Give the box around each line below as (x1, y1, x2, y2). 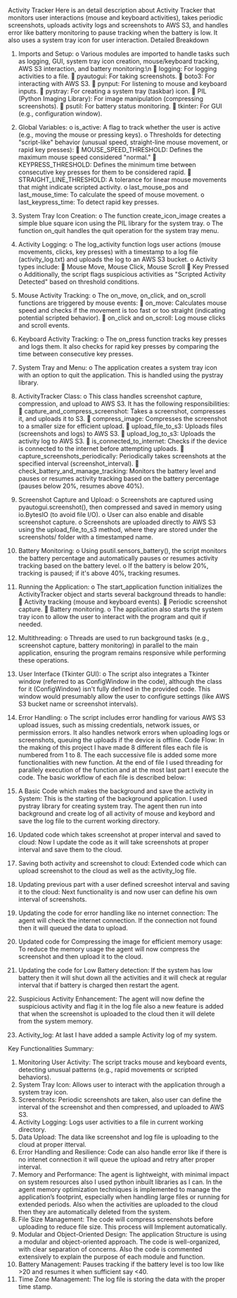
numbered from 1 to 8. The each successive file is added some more (18, 751, 217, 759)
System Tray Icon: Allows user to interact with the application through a (18, 1080, 226, 1089)
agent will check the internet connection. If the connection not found (18, 916, 217, 925)
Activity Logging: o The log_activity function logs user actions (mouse (18, 240, 221, 249)
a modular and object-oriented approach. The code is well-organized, (18, 1237, 221, 1246)
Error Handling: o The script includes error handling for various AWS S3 (18, 713, 226, 721)
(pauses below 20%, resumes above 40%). (18, 482, 145, 490)
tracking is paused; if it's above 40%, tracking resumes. (18, 569, 181, 577)
